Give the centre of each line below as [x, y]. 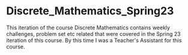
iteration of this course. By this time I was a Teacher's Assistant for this [94, 40]
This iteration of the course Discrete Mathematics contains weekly [88, 27]
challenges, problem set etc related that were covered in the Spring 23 [94, 33]
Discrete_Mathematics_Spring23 [90, 11]
